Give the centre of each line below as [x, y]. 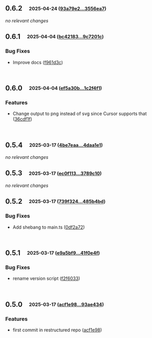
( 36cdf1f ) [22, 119]
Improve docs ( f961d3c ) [38, 62]
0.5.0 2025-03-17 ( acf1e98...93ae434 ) [55, 304]
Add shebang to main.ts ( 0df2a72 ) [49, 227]
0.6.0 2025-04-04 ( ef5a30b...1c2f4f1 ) [54, 88]
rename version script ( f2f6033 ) [46, 278]
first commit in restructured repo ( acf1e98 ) [57, 330]
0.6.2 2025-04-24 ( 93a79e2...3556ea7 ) [56, 8]
